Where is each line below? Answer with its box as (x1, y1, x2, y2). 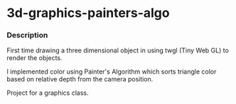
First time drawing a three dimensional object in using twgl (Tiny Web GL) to (6, 46, 229, 54)
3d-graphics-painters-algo (6, 5, 170, 21)
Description (6, 30, 48, 40)
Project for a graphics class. (6, 88, 89, 97)
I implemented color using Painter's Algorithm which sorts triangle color (6, 67, 217, 76)
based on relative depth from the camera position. (6, 75, 154, 83)
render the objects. (6, 54, 63, 62)
